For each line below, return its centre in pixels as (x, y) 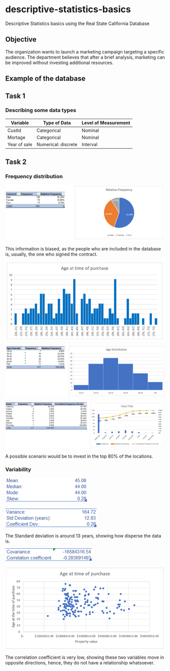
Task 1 (15, 96)
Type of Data (57, 123)
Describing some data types (41, 110)
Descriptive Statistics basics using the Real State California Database (77, 23)
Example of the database (45, 79)
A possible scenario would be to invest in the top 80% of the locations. (79, 456)
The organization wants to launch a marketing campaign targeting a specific (85, 51)
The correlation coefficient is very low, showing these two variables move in (84, 657)
